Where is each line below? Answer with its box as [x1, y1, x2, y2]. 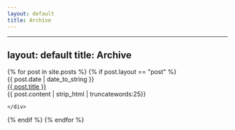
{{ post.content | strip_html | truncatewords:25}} [7, 90, 146, 99]
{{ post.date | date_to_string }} [7, 75, 94, 84]
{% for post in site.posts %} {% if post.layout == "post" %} [7, 68, 177, 76]
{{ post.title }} [7, 82, 47, 91]
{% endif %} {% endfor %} [7, 116, 85, 124]
